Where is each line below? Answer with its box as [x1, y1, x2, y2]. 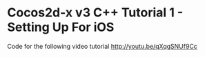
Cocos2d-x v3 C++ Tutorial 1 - [7, 5, 184, 21]
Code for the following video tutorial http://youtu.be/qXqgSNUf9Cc [7, 42, 198, 50]
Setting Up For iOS [7, 19, 115, 35]
